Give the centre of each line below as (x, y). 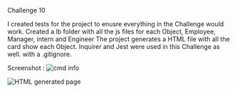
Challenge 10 (26, 10)
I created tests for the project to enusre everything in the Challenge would (116, 24)
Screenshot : (26, 68)
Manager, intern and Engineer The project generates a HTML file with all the (118, 39)
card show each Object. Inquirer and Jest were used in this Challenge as (114, 46)
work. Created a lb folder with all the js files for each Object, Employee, (111, 32)
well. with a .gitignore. (40, 54)
